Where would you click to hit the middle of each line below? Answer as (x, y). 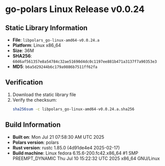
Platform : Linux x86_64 (37, 45)
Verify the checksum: (34, 100)
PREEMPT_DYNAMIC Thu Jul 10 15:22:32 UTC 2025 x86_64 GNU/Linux (86, 158)
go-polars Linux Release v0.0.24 (75, 9)
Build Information (33, 125)
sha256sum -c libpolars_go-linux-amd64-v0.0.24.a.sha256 (73, 109)
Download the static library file (44, 95)
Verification (24, 82)
